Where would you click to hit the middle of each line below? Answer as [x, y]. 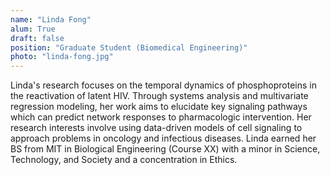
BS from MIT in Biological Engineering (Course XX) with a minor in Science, [165, 149]
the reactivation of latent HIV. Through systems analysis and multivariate [159, 96]
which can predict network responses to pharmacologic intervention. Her [161, 117]
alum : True [33, 29]
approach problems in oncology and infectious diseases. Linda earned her [163, 138]
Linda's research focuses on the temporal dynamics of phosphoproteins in [163, 85]
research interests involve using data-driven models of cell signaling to [156, 128]
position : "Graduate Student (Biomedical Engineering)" [129, 47]
